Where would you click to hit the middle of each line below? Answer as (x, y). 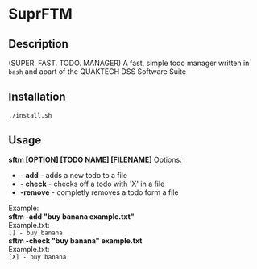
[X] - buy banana (37, 257)
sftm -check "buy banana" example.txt (75, 240)
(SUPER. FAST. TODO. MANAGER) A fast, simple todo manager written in (129, 63)
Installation (37, 97)
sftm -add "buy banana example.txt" (71, 216)
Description (38, 44)
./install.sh (30, 115)
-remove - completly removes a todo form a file (99, 192)
